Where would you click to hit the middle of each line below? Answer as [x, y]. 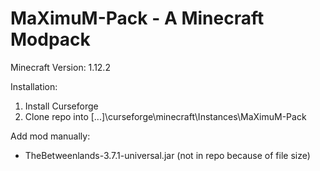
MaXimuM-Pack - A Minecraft [137, 18]
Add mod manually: [50, 136]
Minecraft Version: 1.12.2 [60, 67]
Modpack [50, 39]
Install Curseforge [61, 106]
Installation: [34, 86]
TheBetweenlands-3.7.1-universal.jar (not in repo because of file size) [167, 155]
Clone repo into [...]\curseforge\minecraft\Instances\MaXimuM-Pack [165, 116]
